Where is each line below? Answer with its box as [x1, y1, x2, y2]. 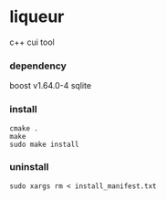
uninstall [9, 161, 49, 174]
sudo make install [9, 140, 79, 149]
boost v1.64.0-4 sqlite [9, 80, 92, 91]
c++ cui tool [9, 37, 55, 47]
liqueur [9, 6, 65, 27]
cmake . [9, 123, 39, 133]
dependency [9, 59, 67, 72]
